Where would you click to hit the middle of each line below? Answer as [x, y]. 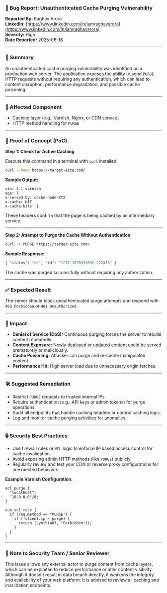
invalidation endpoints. [28, 585]
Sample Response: [25, 254]
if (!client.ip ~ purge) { [42, 519]
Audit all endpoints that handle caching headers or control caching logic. [87, 412]
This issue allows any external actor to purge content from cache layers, [79, 564]
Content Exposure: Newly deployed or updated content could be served [87, 345]
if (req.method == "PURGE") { [41, 514]
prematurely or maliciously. [40, 350]
